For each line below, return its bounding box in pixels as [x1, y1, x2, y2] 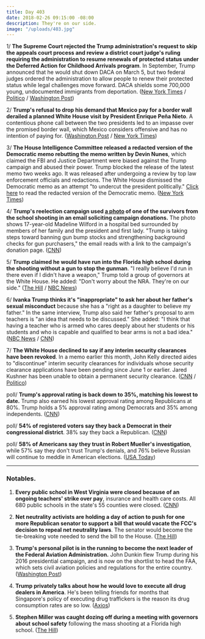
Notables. [6, 474, 37, 483]
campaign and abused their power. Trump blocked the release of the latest [6, 163, 194, 171]
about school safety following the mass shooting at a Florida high [15, 619, 181, 627]
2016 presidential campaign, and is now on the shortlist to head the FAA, [15, 557, 198, 565]
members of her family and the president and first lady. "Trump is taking [6, 227, 188, 235]
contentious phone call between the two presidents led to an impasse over [6, 120, 194, 127]
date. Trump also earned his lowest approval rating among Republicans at [6, 398, 192, 405]
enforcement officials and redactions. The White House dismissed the [6, 176, 182, 184]
